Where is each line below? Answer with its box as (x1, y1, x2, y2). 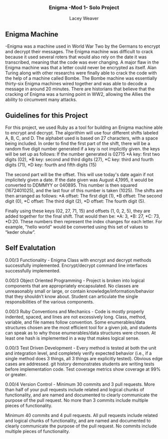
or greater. (5, 371, 27, 377)
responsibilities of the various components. (5, 299, 94, 305)
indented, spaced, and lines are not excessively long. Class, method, (5, 314, 146, 320)
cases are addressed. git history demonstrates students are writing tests (5, 361, 154, 367)
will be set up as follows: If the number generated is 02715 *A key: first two (5, 151, 160, 157)
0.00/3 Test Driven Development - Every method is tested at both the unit (5, 345, 156, 351)
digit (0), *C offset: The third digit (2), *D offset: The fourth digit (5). (5, 198, 146, 204)
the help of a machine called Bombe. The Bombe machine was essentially (5, 75, 157, 81)
